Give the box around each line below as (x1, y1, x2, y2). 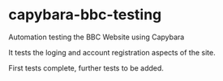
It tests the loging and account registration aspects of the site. (8, 47, 217, 57)
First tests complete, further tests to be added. (8, 63, 165, 73)
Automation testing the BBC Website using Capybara (8, 32, 185, 42)
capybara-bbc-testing (8, 6, 162, 24)
